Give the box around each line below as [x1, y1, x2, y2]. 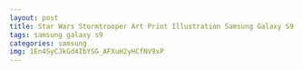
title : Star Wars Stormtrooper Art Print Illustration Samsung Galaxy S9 [9, 22, 295, 31]
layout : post [9, 13, 59, 23]
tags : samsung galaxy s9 [9, 30, 103, 39]
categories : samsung [9, 38, 88, 48]
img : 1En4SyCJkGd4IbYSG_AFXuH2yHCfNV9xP [9, 47, 165, 56]
